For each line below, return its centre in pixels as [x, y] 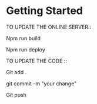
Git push [16, 95]
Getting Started [45, 11]
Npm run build [24, 38]
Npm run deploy [26, 49]
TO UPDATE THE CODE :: [37, 61]
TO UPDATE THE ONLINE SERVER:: [49, 27]
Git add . [16, 72]
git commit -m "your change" [41, 84]
